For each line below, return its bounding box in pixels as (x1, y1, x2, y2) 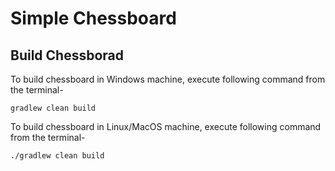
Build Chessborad (10, 47, 125, 64)
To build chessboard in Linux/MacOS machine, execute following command (10, 121, 322, 132)
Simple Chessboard (10, 7, 177, 30)
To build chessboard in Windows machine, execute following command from (10, 73, 326, 85)
